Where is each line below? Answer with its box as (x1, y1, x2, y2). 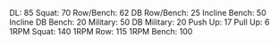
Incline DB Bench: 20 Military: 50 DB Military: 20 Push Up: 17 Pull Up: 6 (9, 17, 270, 27)
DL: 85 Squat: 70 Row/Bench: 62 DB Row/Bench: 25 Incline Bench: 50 (9, 8, 266, 18)
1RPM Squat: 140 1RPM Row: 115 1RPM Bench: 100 (9, 26, 193, 36)
